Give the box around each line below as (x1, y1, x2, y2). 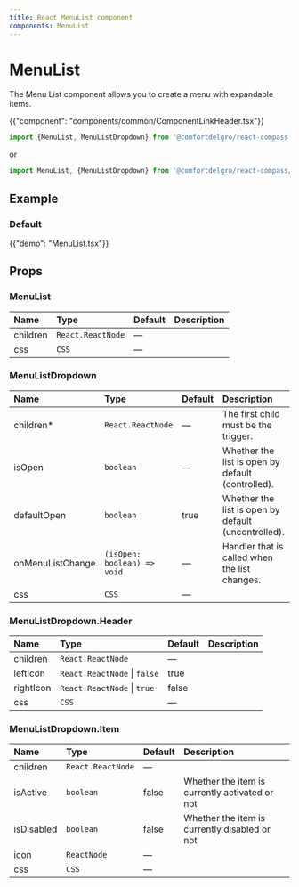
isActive (13, 786, 47, 799)
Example (9, 191, 59, 206)
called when (222, 551, 273, 564)
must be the (222, 419, 273, 431)
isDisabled (13, 823, 58, 835)
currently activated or (183, 786, 274, 799)
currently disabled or (183, 823, 271, 835)
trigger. (222, 429, 254, 442)
